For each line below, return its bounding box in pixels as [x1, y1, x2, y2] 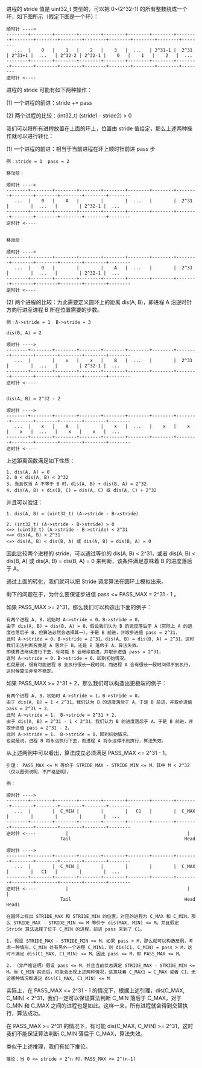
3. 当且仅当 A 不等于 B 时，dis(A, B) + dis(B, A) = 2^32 [6, 481, 147, 487]
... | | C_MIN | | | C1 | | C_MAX [14, 808, 196, 814]
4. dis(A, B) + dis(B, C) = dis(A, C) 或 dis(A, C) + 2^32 [6, 487, 157, 493]
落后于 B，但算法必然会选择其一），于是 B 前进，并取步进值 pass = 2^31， [14, 630, 180, 636]
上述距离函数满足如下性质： [6, 457, 75, 464]
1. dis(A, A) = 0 [6, 469, 50, 475]
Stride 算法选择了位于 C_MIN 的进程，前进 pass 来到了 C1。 [6, 926, 145, 932]
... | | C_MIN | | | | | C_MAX [14, 863, 196, 869]
